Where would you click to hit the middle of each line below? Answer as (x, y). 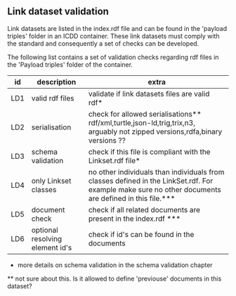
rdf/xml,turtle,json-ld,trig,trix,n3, (142, 122)
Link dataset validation (58, 12)
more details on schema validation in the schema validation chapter (115, 265)
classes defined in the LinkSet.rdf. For (151, 181)
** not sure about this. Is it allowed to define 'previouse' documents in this (114, 278)
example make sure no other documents (155, 189)
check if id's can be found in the (141, 234)
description (57, 82)
